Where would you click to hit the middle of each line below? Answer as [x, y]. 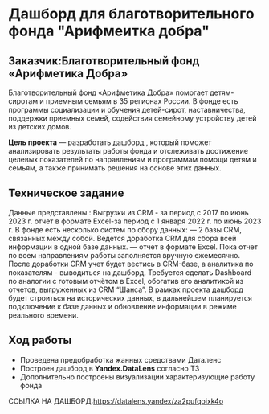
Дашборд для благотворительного [131, 14]
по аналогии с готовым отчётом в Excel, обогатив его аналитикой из [126, 281]
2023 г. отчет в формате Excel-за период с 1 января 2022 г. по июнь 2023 [135, 221]
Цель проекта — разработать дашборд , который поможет [110, 142]
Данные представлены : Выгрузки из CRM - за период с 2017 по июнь [128, 212]
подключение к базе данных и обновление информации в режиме [122, 306]
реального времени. [43, 315]
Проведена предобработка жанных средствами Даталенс [120, 359]
